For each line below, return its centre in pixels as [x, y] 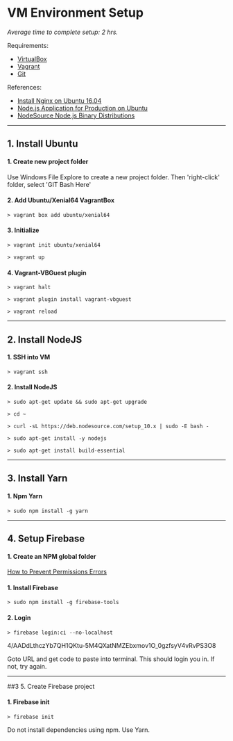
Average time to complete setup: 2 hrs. [63, 32]
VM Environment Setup [76, 13]
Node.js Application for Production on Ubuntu [82, 108]
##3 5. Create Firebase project [51, 686]
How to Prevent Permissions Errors [57, 572]
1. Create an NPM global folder [52, 556]
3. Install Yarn [37, 479]
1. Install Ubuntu [43, 144]
